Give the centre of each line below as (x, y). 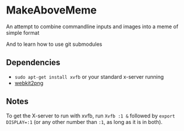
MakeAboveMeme (51, 10)
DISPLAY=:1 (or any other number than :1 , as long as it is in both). (84, 122)
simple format (23, 32)
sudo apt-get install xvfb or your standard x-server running (89, 76)
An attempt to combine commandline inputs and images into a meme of (92, 26)
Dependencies (33, 63)
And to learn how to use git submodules (54, 44)
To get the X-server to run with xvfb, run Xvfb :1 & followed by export (91, 116)
